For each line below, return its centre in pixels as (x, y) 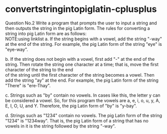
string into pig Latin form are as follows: (46, 33)
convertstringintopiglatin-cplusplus (81, 9)
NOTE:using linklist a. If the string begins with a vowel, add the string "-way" (83, 39)
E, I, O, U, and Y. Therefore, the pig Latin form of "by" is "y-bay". (71, 106)
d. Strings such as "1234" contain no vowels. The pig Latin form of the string (84, 115)
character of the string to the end (39, 69)
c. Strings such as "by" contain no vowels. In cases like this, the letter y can (83, 95)
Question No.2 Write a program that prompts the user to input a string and (81, 23)
